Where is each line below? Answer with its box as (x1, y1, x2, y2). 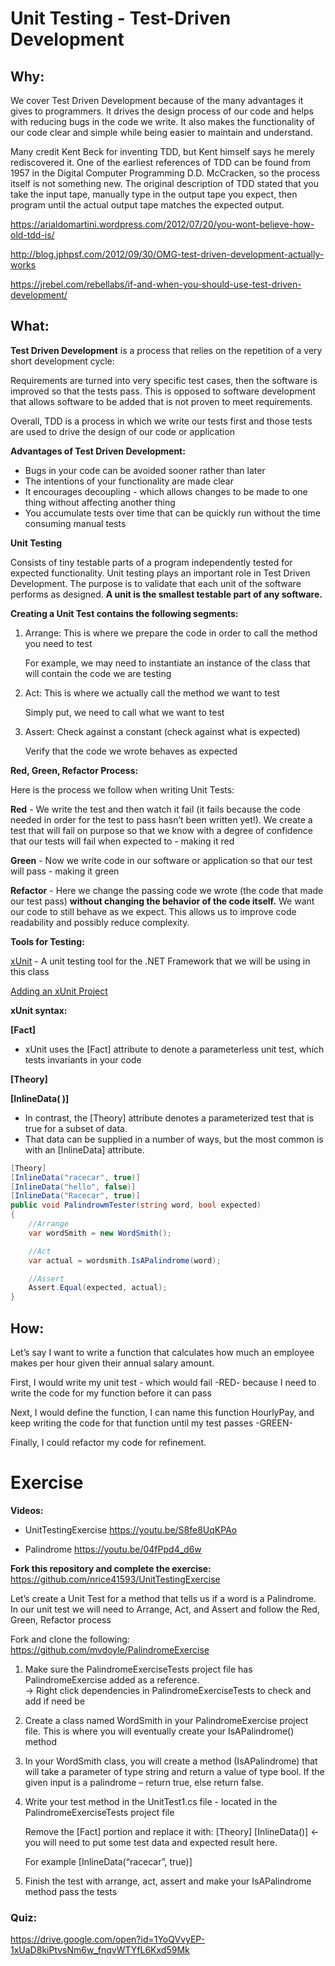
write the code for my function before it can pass (10, 1387, 212, 1399)
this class (10, 965, 50, 977)
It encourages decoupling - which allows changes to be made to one (24, 485, 308, 497)
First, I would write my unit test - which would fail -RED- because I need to (10, 1377, 317, 1388)
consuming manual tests (24, 517, 127, 529)
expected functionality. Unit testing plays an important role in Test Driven (10, 567, 311, 579)
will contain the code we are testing (24, 667, 172, 679)
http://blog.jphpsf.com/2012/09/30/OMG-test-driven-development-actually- (10, 248, 325, 260)
